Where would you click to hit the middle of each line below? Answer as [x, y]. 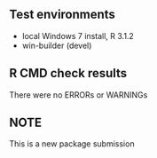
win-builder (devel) [57, 45]
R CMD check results [68, 73]
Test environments [62, 15]
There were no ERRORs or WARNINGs [78, 95]
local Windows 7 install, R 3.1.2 [78, 36]
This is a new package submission [72, 144]
